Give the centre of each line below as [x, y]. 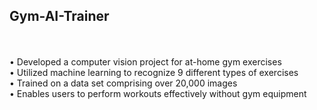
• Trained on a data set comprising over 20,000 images [123, 83]
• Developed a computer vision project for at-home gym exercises [145, 61]
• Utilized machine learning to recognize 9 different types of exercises [154, 72]
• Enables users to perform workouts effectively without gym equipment [158, 93]
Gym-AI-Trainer [59, 16]
